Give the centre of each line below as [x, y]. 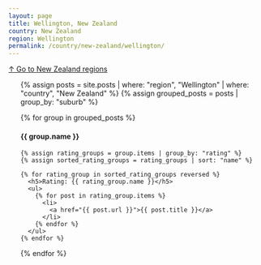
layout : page [30, 16]
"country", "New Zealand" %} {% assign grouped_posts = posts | [129, 93]
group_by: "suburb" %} [59, 102]
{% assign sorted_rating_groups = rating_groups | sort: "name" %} [136, 160]
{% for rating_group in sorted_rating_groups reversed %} [120, 175]
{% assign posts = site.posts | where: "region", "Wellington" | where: [135, 85]
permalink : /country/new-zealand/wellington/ [86, 46]
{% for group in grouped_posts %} [78, 118]
